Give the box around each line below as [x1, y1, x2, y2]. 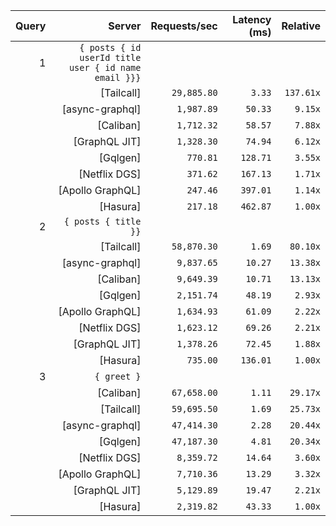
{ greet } [94, 371, 142, 382]
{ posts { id [79, 42, 142, 53]
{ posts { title [63, 216, 142, 227]
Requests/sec [150, 19, 218, 33]
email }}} [94, 72, 142, 83]
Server [108, 19, 142, 33]
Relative [281, 19, 321, 33]
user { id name [68, 62, 142, 73]
